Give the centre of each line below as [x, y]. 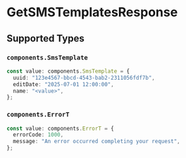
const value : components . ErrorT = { [60, 128]
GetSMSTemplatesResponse [92, 12]
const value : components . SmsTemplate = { [68, 71]
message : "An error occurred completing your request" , [97, 142]
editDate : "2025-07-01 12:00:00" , [63, 84]
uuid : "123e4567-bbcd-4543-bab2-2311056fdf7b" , [84, 78]
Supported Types [46, 38]
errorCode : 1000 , [38, 135]
